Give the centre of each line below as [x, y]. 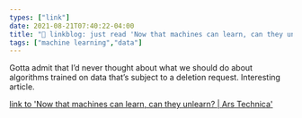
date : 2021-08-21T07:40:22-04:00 [72, 26]
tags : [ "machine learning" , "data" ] [76, 42]
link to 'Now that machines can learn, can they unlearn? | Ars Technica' [141, 105]
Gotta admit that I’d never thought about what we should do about [131, 68]
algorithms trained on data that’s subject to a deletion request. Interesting [145, 78]
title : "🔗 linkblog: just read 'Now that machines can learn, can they [146, 34]
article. [22, 87]
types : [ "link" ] [40, 17]
